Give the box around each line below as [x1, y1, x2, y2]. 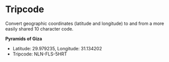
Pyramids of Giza [5, 36, 42, 42]
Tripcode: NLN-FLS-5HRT [12, 51, 67, 57]
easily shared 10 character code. [5, 25, 74, 32]
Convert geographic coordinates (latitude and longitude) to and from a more [5, 20, 164, 26]
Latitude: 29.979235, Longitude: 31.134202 [12, 45, 103, 51]
